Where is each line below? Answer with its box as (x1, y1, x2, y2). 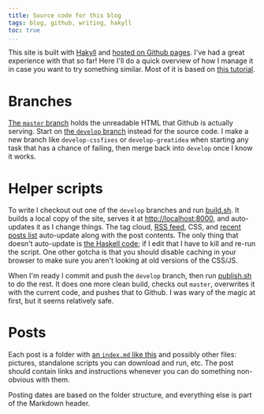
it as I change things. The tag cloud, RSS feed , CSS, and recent (36, 222, 242, 232)
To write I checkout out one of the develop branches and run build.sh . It (8, 206, 240, 215)
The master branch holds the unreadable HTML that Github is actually (8, 118, 234, 128)
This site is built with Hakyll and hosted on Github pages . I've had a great (8, 48, 245, 58)
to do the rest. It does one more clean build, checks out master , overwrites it (8, 279, 255, 289)
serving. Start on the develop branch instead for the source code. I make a (8, 127, 249, 136)
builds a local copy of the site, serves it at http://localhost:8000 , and (8, 214, 230, 223)
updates (8, 222, 35, 232)
